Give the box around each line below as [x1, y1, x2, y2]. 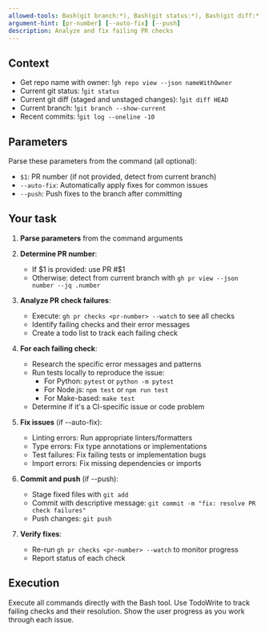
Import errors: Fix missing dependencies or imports [31, 458, 202, 468]
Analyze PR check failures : [19, 295, 111, 305]
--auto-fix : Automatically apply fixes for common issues [19, 180, 208, 189]
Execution [8, 577, 60, 590]
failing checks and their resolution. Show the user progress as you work [8, 606, 246, 616]
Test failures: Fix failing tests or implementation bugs [31, 450, 207, 460]
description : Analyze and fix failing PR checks [8, 26, 174, 34]
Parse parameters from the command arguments [19, 233, 183, 243]
